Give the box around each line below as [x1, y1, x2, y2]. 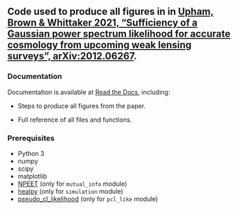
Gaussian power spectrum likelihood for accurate [7, 28, 231, 40]
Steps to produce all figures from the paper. [17, 101, 146, 110]
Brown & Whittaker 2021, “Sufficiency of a [7, 17, 198, 29]
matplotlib [17, 172, 48, 180]
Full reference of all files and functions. [17, 115, 133, 124]
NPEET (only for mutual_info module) [17, 179, 128, 188]
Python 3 [17, 149, 45, 157]
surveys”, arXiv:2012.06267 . [7, 50, 137, 63]
